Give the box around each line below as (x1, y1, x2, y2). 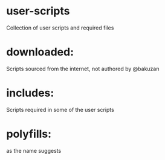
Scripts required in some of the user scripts (6, 106, 115, 113)
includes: (6, 86, 54, 100)
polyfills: (6, 128, 52, 141)
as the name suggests (6, 147, 62, 154)
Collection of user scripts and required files (6, 24, 114, 31)
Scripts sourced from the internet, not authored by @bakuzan (6, 65, 160, 72)
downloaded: (6, 45, 74, 59)
